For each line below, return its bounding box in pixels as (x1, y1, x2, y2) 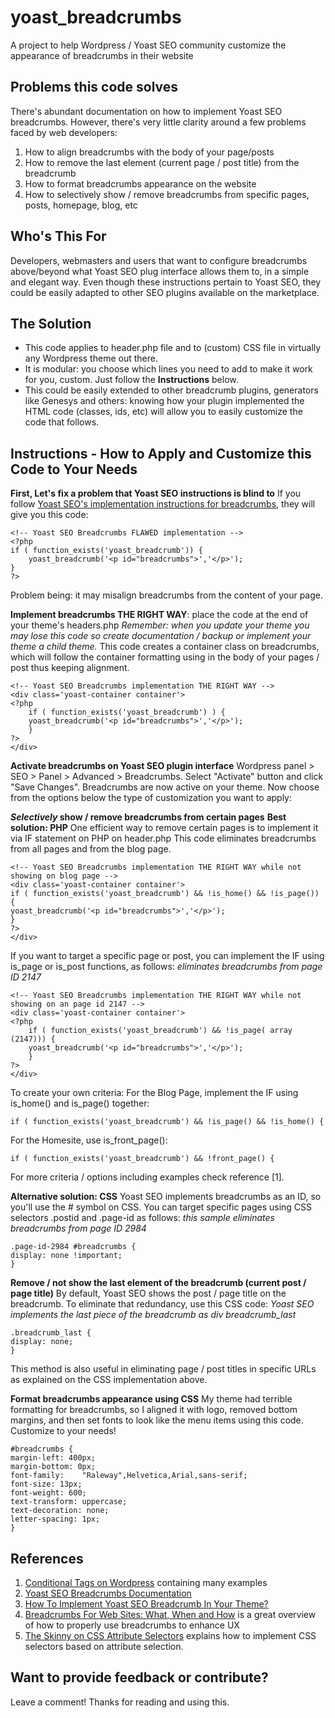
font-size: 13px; (10, 1479, 83, 1490)
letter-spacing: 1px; (10, 1514, 101, 1525)
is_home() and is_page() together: (10, 1097, 150, 1110)
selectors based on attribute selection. (24, 1641, 184, 1652)
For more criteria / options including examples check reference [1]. (10, 1171, 285, 1183)
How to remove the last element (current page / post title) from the (24, 156, 300, 168)
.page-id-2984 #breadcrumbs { (10, 1242, 137, 1252)
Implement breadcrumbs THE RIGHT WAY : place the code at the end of (10, 609, 309, 621)
